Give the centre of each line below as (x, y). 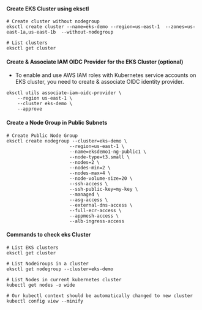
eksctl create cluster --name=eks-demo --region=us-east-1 (83, 27)
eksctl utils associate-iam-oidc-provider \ (64, 93)
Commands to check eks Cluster (49, 235)
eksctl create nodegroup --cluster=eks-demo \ (67, 141)
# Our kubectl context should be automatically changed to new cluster (99, 296)
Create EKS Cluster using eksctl (48, 9)
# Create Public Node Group (42, 135)
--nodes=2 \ (84, 162)
